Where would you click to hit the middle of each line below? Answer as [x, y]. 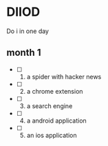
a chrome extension [55, 91]
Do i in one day [28, 31]
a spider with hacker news [64, 76]
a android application [56, 121]
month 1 [24, 53]
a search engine [50, 106]
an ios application [52, 135]
